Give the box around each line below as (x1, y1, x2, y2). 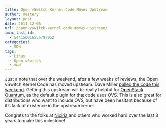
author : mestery (5, 12, 39, 17)
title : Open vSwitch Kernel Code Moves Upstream (5, 7, 108, 12)
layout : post (5, 16, 32, 21)
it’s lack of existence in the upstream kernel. (5, 103, 95, 109)
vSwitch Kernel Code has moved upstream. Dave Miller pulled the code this (5, 81, 160, 87)
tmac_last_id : (5, 30, 35, 35)
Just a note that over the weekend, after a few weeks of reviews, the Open (5, 76, 158, 82)
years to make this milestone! (5, 118, 66, 124)
